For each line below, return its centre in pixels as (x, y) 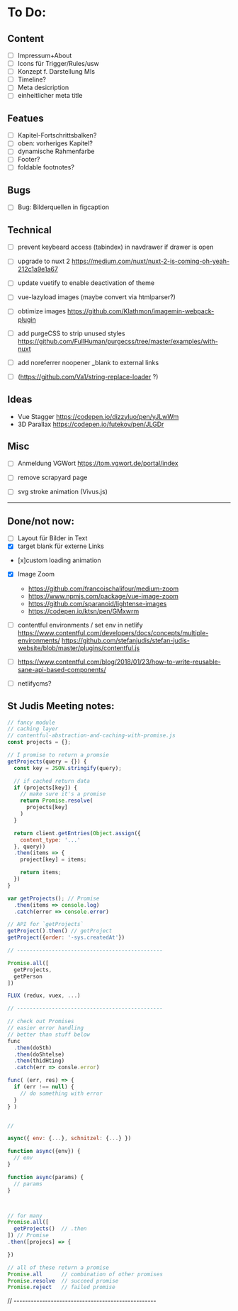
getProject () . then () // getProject (60, 931)
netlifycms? (34, 683)
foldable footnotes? (46, 167)
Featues (25, 118)
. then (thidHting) (39, 1061)
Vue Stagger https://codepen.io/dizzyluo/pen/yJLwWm (98, 416)
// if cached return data (52, 781)
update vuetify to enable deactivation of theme (86, 283)
